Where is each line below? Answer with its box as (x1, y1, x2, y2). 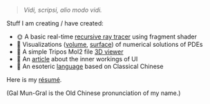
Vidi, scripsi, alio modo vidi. (23, 6, 102, 14)
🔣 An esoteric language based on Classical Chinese (16, 62, 164, 70)
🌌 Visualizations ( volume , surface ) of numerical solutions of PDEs (16, 41, 203, 48)
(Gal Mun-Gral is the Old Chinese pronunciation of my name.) (6, 89, 181, 97)
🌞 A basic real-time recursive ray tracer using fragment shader (16, 32, 198, 41)
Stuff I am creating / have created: (6, 19, 104, 27)
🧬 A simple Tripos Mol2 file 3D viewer (16, 48, 124, 56)
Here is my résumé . (6, 76, 62, 83)
